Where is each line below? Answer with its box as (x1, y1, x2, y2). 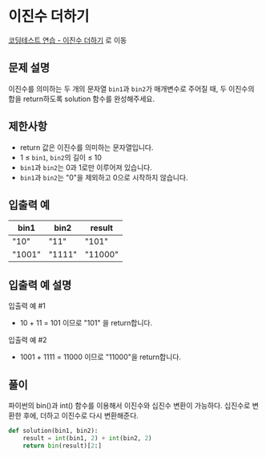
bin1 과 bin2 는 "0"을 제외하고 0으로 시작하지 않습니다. (19, 172, 188, 182)
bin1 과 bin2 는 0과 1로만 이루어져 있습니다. (19, 162, 152, 172)
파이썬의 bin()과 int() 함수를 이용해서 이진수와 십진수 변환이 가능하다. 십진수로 (8, 401, 251, 410)
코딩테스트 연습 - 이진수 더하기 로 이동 (8, 35, 127, 45)
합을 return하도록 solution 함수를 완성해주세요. (8, 94, 155, 103)
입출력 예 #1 (8, 301, 46, 311)
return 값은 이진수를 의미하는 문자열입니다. (19, 142, 154, 152)
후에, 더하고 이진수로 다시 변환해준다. (22, 410, 139, 420)
